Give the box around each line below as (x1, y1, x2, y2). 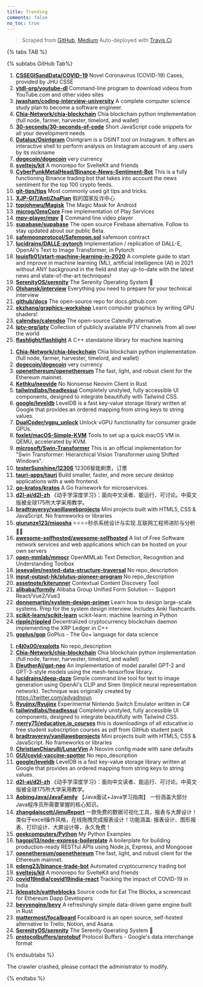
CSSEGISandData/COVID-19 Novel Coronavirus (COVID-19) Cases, (15, 72, 184, 79)
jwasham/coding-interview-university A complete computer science (15, 97, 191, 105)
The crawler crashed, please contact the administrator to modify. (7, 963, 169, 971)
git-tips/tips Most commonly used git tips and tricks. (15, 187, 148, 195)
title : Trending (7, 8, 48, 15)
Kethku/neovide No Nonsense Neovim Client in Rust (15, 380, 147, 388)
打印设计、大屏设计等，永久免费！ (26, 824, 111, 831)
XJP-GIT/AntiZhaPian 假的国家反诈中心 (15, 195, 115, 202)
